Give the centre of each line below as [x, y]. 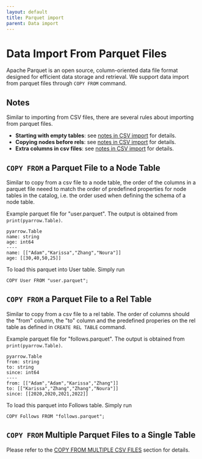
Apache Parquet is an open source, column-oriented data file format [92, 70]
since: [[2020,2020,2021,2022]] [47, 394]
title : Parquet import [35, 18]
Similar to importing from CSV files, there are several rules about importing [100, 117]
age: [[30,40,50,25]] [34, 258]
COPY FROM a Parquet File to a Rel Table [79, 299]
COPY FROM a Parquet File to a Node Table [83, 168]
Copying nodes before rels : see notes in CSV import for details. [96, 142]
